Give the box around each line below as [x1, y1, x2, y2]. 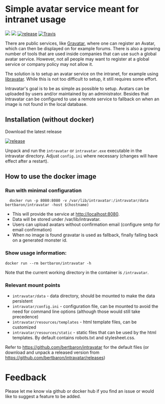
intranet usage [5, 14, 66, 25]
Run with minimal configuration [5, 187, 82, 194]
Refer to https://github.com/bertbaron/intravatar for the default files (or [5, 344, 149, 350]
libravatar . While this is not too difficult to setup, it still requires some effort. [5, 76, 158, 82]
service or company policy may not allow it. [5, 61, 94, 67]
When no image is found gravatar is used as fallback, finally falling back [12, 232, 159, 238]
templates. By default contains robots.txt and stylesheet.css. [12, 335, 135, 341]
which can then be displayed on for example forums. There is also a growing [5, 45, 161, 51]
